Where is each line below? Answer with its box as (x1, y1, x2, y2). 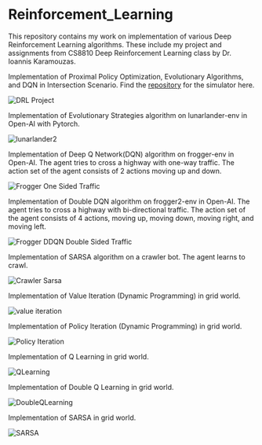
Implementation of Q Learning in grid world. (8, 351, 149, 361)
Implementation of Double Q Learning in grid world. (8, 382, 174, 392)
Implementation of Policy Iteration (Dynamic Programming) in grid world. (8, 321, 242, 331)
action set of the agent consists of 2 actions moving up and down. (8, 166, 222, 175)
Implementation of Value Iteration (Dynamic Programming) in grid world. (8, 291, 241, 300)
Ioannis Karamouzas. (8, 57, 76, 66)
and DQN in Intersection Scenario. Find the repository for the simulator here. (8, 80, 255, 90)
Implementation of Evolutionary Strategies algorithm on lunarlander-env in (8, 110, 248, 120)
